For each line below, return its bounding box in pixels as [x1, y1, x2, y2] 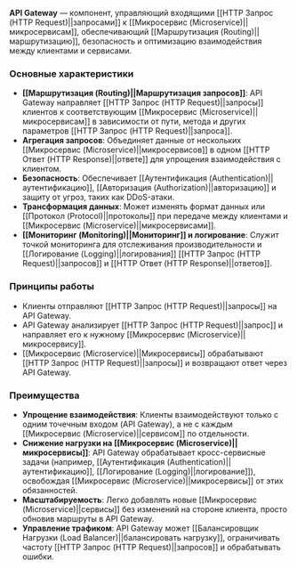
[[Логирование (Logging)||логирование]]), [96, 466, 256, 476]
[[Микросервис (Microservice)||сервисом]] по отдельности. [21, 427, 250, 439]
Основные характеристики [9, 67, 134, 79]
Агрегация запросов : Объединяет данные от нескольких [21, 135, 242, 146]
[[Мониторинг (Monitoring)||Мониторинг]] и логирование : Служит [21, 230, 279, 240]
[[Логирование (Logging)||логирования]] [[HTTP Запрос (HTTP [21, 248, 261, 259]
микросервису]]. [21, 338, 87, 349]
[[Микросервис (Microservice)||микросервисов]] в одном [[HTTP [21, 144, 270, 155]
